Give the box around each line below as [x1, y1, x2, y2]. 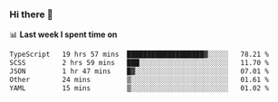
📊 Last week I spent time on [9, 29, 118, 40]
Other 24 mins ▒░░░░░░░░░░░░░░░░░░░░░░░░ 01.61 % [9, 75, 270, 84]
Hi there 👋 [9, 8, 54, 21]
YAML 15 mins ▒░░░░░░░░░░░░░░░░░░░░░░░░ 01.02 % [9, 83, 270, 93]
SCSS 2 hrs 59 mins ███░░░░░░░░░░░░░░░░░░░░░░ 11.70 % [9, 59, 270, 68]
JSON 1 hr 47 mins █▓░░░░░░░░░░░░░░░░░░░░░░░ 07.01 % [9, 67, 270, 76]
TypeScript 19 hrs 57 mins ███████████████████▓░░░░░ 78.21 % [9, 50, 270, 60]
